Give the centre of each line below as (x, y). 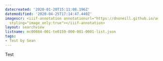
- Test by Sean (20, 41)
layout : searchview (25, 27)
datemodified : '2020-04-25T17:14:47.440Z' (49, 14)
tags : (10, 37)
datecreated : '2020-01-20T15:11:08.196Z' (48, 9)
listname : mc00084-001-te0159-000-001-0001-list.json (61, 32)
